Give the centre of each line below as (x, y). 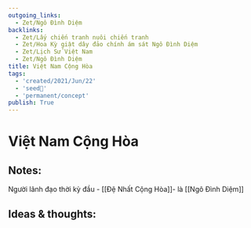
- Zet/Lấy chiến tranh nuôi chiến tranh (82, 37)
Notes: (25, 170)
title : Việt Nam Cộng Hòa (50, 67)
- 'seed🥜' (31, 88)
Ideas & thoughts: (52, 214)
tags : (17, 74)
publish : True (31, 103)
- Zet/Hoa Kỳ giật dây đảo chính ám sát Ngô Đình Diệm (107, 45)
